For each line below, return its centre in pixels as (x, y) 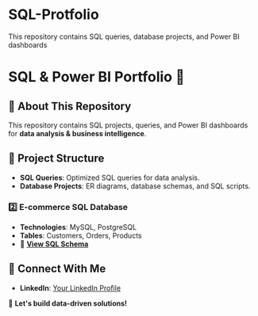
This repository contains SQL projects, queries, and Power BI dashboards (128, 125)
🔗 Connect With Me (57, 269)
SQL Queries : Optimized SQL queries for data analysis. (110, 177)
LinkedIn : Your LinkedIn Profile (70, 287)
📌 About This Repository (70, 106)
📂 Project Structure (56, 159)
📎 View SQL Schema (54, 244)
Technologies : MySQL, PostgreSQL (78, 227)
